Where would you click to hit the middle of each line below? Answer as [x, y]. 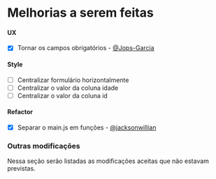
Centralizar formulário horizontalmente [73, 80]
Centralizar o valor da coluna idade [68, 88]
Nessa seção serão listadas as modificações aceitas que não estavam [108, 161]
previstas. [22, 169]
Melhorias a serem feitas [80, 13]
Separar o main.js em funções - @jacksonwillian [87, 127]
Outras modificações [44, 146]
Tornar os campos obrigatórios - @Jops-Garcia [86, 48]
